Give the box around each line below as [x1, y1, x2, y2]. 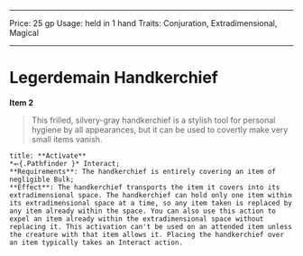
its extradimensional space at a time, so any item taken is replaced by [9, 198, 293, 207]
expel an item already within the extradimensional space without [9, 214, 264, 224]
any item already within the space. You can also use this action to [9, 206, 277, 215]
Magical [9, 28, 39, 38]
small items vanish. [31, 133, 103, 144]
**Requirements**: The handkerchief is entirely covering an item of [9, 167, 277, 176]
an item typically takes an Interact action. [9, 238, 183, 247]
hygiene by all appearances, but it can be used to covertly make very [31, 123, 289, 135]
